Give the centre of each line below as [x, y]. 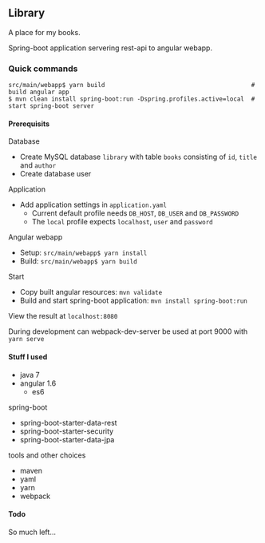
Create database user [55, 174]
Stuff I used [28, 357]
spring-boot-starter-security [67, 431]
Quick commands [43, 69]
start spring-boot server [51, 106]
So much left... [32, 532]
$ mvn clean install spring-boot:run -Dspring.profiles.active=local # [132, 99]
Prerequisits [29, 124]
